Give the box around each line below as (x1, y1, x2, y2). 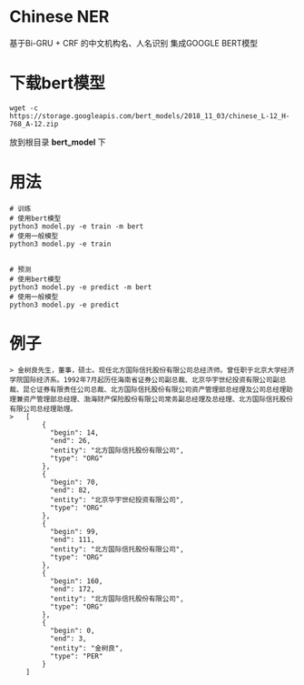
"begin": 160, (49, 576, 103, 586)
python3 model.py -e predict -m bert (9, 282, 152, 292)
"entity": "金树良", (49, 643, 124, 652)
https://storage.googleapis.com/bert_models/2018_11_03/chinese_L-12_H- (9, 111, 290, 120)
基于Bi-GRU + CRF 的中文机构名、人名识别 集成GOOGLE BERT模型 (9, 37, 259, 48)
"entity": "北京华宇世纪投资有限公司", (49, 495, 184, 504)
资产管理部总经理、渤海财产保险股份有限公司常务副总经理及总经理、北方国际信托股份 (22, 394, 293, 404)
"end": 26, (49, 436, 92, 445)
